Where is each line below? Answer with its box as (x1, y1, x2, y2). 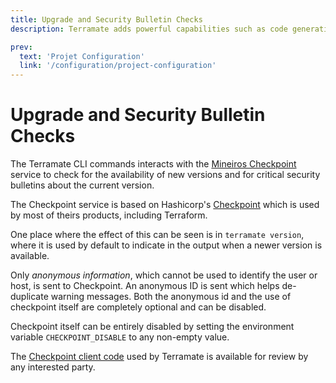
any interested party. (10, 361, 96, 373)
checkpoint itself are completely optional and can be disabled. (10, 301, 267, 313)
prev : (10, 42, 33, 52)
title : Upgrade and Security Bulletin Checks (10, 14, 203, 25)
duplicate (10, 291, 49, 303)
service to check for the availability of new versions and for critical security (10, 169, 321, 181)
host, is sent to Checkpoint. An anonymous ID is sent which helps (10, 280, 280, 292)
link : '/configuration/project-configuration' (19, 61, 217, 71)
